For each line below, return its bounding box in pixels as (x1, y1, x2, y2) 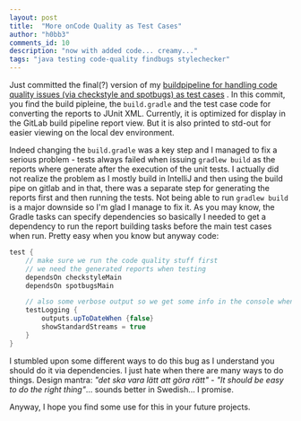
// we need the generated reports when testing (25, 264, 206, 274)
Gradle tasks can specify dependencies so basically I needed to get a (9, 212, 267, 222)
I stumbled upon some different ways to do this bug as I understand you (9, 355, 275, 366)
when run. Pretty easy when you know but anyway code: (9, 231, 219, 241)
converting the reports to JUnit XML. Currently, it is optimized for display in (9, 109, 287, 118)
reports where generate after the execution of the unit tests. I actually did (9, 163, 279, 174)
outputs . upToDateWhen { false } (41, 314, 154, 323)
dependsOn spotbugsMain (25, 281, 115, 290)
